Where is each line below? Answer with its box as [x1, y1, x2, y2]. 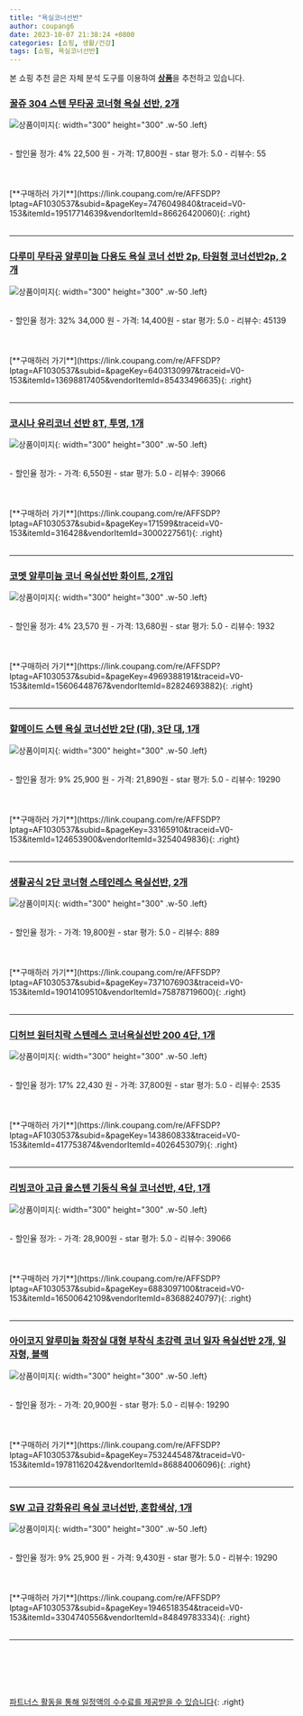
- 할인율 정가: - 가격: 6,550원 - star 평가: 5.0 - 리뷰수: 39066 [9, 468, 226, 479]
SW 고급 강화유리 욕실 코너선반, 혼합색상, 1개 [9, 1501, 192, 1514]
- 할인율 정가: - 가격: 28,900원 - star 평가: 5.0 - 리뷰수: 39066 [9, 1232, 232, 1243]
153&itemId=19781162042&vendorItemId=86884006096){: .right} [9, 1459, 252, 1470]
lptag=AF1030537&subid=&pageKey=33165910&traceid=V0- [9, 824, 234, 835]
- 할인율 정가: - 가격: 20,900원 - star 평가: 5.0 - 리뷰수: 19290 [9, 1399, 230, 1410]
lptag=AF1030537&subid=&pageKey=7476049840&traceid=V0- [9, 198, 246, 209]
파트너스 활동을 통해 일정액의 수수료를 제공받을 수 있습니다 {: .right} [9, 1697, 245, 1708]
